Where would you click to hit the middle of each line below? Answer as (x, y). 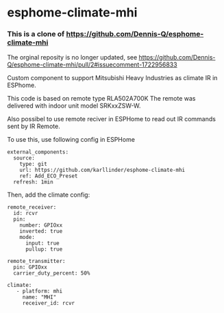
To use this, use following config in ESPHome (71, 140)
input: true (42, 243)
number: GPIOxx (41, 225)
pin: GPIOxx (30, 267)
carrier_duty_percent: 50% (52, 273)
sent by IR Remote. (34, 126)
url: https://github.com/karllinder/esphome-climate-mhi (102, 170)
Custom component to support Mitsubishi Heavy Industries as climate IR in (112, 78)
